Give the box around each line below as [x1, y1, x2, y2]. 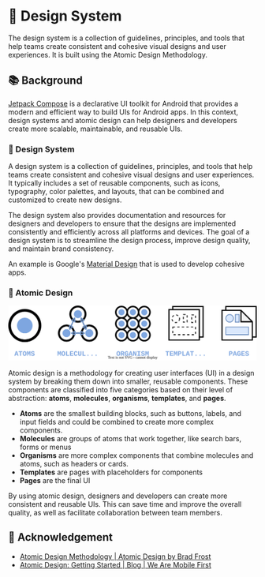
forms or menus [19, 442, 73, 452]
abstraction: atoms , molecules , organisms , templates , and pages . [8, 394, 226, 403]
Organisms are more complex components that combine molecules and [19, 451, 254, 460]
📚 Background [8, 74, 83, 88]
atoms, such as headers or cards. [19, 459, 129, 469]
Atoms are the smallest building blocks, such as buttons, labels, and [19, 409, 242, 418]
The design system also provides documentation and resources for [8, 211, 226, 220]
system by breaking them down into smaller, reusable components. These [8, 377, 248, 386]
